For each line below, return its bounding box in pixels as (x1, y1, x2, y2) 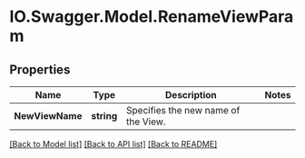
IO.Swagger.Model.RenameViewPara (9, 6, 294, 27)
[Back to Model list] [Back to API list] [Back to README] (9, 139, 218, 149)
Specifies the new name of (125, 104, 241, 116)
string (90, 110, 118, 122)
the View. (125, 115, 166, 128)
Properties (9, 62, 71, 77)
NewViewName (14, 110, 83, 122)
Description (164, 89, 217, 101)
